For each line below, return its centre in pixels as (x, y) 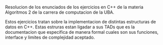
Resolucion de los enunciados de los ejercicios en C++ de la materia (74, 7)
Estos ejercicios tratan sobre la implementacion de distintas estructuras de (81, 22)
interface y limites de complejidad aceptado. (50, 37)
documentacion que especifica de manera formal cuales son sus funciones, (82, 32)
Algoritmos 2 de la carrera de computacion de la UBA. (60, 12)
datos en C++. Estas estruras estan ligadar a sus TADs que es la (70, 27)
